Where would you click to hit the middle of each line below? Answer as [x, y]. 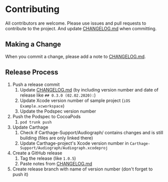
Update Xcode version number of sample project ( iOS [75, 100]
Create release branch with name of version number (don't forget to [82, 169]
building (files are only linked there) [56, 138]
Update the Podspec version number [58, 111]
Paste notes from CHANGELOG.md [56, 163]
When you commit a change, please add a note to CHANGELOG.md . [76, 56]
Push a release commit [36, 84]
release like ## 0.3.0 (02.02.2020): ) [58, 95]
